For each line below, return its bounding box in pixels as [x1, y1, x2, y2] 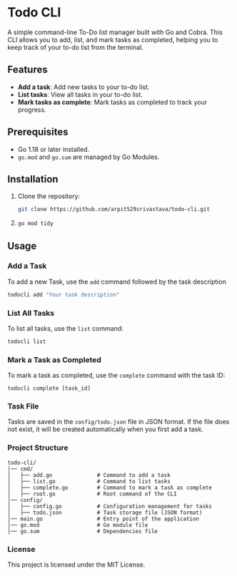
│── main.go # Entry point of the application [7, 515, 200, 523]
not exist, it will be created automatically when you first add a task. [7, 425, 203, 433]
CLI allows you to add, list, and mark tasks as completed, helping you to [7, 35, 218, 43]
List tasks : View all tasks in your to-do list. [17, 90, 143, 98]
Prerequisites [7, 126, 69, 138]
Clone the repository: [17, 192, 81, 200]
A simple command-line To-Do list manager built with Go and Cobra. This [7, 28, 223, 36]
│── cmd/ [7, 465, 34, 473]
